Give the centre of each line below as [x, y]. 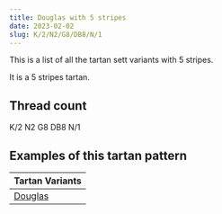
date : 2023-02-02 [42, 26]
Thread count [48, 106]
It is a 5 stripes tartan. [49, 77]
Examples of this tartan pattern [98, 155]
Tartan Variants [48, 181]
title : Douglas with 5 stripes [68, 18]
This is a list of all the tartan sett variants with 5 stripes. [111, 60]
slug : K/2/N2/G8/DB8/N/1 [56, 34]
